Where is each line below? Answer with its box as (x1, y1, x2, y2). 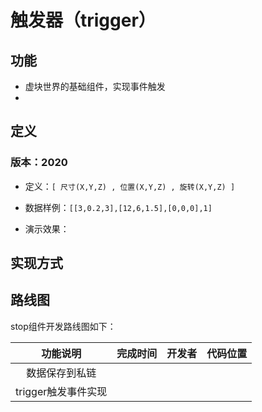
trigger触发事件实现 (15, 384, 108, 398)
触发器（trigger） (10, 9, 157, 32)
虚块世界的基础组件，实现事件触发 (24, 81, 166, 92)
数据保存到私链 (26, 366, 97, 380)
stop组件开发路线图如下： (10, 320, 117, 332)
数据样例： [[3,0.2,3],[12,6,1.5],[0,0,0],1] (24, 201, 213, 213)
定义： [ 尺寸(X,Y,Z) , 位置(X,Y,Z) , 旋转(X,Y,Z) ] (24, 180, 236, 192)
